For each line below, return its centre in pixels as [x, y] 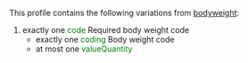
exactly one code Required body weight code [106, 30]
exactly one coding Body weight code [105, 39]
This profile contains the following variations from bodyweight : [124, 13]
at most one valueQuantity [84, 49]
